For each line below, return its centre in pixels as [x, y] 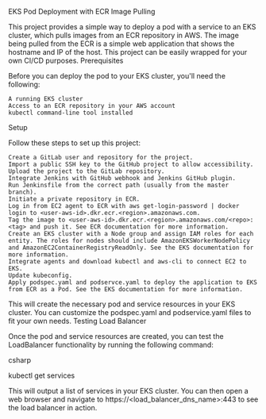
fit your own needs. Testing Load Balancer [77, 321]
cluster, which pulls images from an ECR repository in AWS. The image [124, 35]
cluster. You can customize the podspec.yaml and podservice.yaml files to [130, 312]
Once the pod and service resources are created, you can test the [116, 336]
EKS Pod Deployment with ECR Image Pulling [82, 12]
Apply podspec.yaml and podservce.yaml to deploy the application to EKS [133, 283]
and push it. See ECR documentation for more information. [129, 227]
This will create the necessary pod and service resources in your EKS [122, 304]
